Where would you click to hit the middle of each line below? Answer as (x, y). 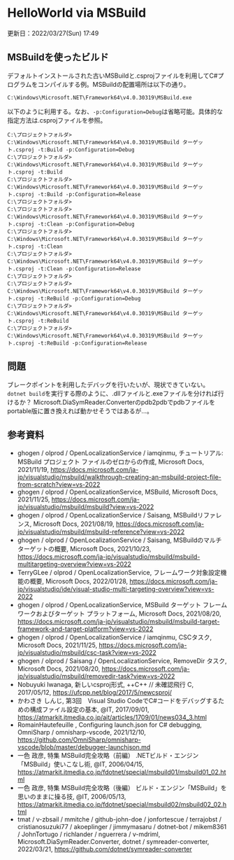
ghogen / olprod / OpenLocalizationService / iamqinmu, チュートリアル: (120, 453)
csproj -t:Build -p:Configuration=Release (78, 194)
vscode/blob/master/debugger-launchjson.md (84, 747)
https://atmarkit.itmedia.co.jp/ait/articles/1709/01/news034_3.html (112, 717)
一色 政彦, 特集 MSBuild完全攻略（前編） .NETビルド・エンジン (108, 756)
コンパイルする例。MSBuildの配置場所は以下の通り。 (114, 84)
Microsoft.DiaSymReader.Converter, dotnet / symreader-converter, (113, 842)
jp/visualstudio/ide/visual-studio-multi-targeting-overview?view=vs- (116, 589)
